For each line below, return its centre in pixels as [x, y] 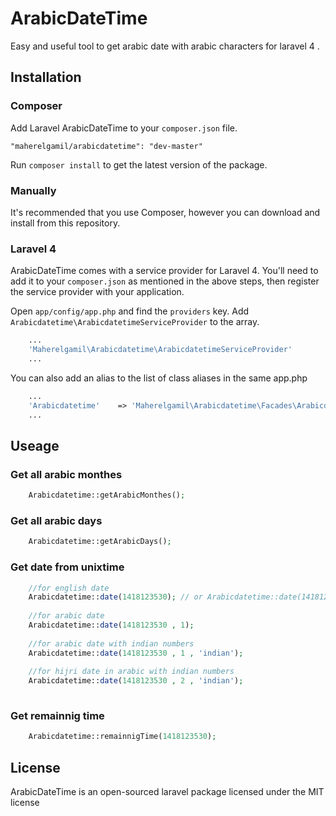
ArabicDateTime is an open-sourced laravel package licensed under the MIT [167, 791]
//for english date [69, 588]
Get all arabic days [56, 520]
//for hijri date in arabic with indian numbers [131, 672]
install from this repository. [65, 223]
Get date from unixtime [67, 567]
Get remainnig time [57, 715]
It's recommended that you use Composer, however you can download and [165, 212]
